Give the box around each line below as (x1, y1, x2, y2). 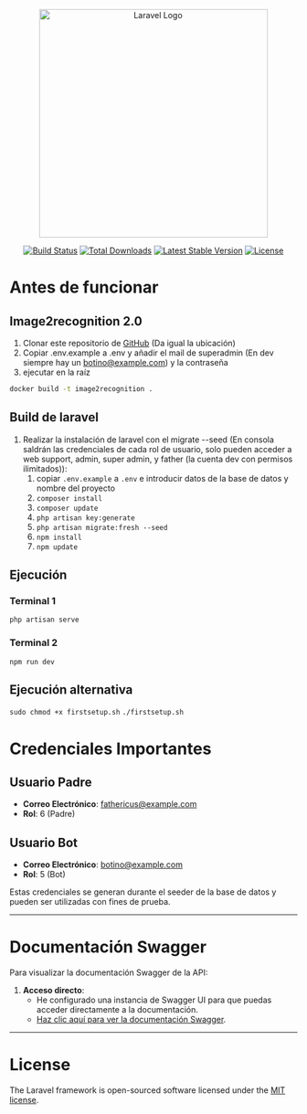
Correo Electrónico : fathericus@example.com (22, 799, 197, 810)
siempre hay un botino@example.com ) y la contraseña (22, 357, 228, 367)
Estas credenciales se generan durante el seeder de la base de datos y (9, 886, 277, 897)
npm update (36, 542, 79, 552)
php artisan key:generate (36, 513, 135, 523)
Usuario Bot (9, 834, 79, 850)
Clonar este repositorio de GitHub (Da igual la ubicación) (22, 338, 236, 348)
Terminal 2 (9, 636, 58, 649)
